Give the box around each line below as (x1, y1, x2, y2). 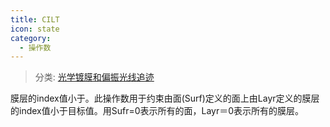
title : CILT (10, 14, 60, 25)
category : (10, 33, 52, 43)
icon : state (10, 24, 60, 34)
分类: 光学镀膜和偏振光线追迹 (34, 71, 155, 83)
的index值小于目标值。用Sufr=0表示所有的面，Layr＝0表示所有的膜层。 (10, 105, 305, 117)
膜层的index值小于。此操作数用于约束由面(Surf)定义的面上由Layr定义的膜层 (10, 92, 320, 105)
